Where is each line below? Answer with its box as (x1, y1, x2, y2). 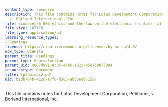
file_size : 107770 (5, 26, 43, 31)
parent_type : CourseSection (5, 58, 64, 63)
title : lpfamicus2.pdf (5, 72, 52, 77)
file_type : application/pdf (5, 30, 64, 35)
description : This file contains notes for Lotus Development (5, 12, 137, 17)
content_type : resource (5, 7, 55, 12)
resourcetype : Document (5, 68, 55, 73)
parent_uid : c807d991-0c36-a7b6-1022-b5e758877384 (5, 63, 113, 68)
